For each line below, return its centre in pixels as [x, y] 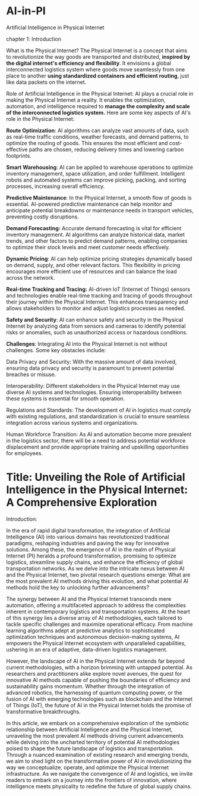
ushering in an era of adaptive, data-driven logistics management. [87, 649]
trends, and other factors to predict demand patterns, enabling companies [97, 241]
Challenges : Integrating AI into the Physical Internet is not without [87, 344]
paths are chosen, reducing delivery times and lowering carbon [106, 149]
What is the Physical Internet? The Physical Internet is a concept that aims [97, 50]
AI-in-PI [26, 11]
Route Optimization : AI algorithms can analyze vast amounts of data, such [97, 130]
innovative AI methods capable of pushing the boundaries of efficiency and [98, 680]
